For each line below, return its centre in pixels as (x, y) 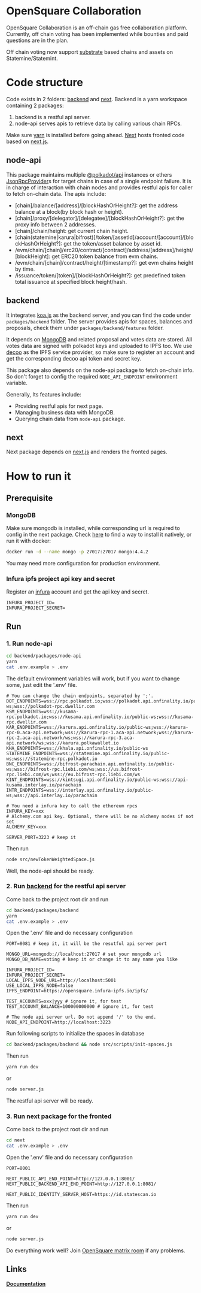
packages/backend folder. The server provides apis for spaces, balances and (99, 321)
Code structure (45, 83)
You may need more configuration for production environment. (83, 564)
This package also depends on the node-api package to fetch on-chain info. (100, 370)
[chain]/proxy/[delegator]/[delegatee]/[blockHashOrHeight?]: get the (99, 218)
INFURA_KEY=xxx (25, 811)
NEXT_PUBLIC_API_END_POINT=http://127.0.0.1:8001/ (71, 1179)
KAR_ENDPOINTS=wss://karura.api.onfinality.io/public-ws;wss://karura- (97, 727)
